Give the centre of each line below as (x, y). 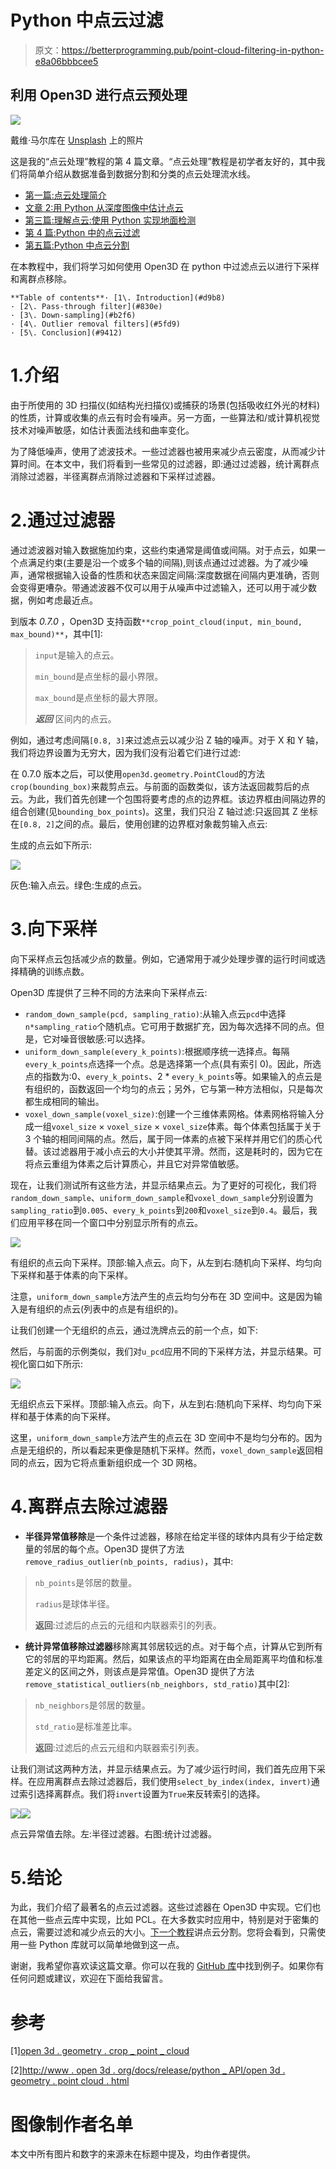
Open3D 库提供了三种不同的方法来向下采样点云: (109, 992)
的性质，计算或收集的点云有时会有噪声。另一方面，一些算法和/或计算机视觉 (165, 417)
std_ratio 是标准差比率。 (86, 1726)
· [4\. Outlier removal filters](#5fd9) (96, 324)
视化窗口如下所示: (47, 1363)
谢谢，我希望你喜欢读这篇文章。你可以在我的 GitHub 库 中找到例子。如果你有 (167, 1966)
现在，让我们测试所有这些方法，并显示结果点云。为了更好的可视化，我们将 (163, 1185)
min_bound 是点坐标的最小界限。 (99, 676)
